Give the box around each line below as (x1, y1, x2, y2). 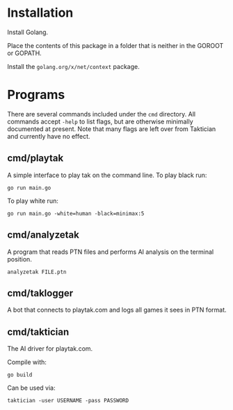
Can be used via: (7, 384, 56, 392)
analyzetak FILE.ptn (7, 268, 67, 275)
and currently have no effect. (7, 132, 90, 140)
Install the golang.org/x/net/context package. (7, 62, 140, 70)
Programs (7, 87, 65, 102)
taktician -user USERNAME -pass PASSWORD (7, 397, 129, 404)
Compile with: (7, 358, 47, 367)
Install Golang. (7, 28, 49, 36)
